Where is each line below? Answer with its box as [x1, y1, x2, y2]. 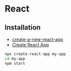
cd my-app [5, 56, 26, 61]
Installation [5, 23, 41, 32]
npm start [5, 61, 26, 66]
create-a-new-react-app [12, 36, 63, 42]
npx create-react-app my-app [5, 51, 66, 56]
